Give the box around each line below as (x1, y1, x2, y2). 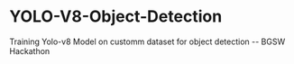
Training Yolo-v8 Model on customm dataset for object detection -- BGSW (9, 36, 286, 47)
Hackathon (9, 45, 51, 56)
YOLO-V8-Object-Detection (9, 6, 223, 27)
